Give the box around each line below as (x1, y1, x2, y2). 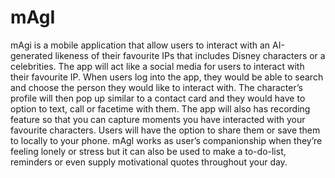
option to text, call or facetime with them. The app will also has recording (10, 102, 311, 115)
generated (10, 49, 53, 61)
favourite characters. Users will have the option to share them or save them (10, 124, 321, 136)
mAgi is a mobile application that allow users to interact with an (10, 39, 271, 51)
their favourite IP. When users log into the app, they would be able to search (10, 71, 324, 83)
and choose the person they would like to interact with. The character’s (10, 81, 303, 93)
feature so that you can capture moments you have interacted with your (10, 113, 306, 125)
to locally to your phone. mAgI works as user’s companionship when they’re (10, 134, 323, 146)
